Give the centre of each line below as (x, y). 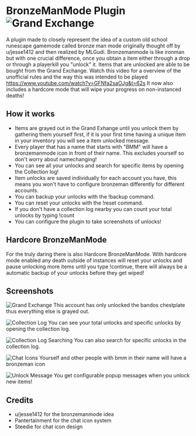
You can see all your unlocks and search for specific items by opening (99, 165)
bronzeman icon (26, 364)
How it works (30, 114)
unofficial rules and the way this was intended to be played (77, 77)
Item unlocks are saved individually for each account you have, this (96, 178)
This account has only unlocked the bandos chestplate (119, 305)
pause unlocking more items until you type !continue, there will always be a (97, 266)
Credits (20, 400)
